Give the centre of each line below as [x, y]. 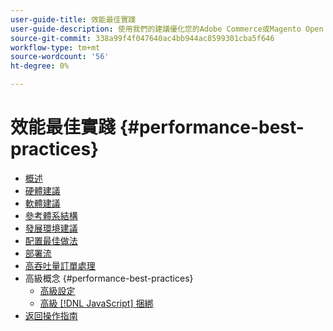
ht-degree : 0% [40, 66]
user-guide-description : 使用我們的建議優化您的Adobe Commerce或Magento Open [167, 29]
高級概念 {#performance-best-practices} [109, 278]
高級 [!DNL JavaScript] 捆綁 [96, 303]
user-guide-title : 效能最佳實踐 [73, 19]
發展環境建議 [51, 228]
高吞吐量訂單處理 [60, 265]
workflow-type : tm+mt [55, 47]
